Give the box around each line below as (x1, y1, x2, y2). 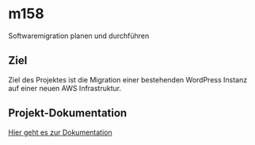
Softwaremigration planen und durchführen (8, 31, 150, 40)
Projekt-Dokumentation (8, 106, 127, 120)
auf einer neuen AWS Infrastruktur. (8, 83, 121, 93)
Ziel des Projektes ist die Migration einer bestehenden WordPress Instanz (8, 74, 248, 84)
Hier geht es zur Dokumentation (8, 128, 112, 137)
